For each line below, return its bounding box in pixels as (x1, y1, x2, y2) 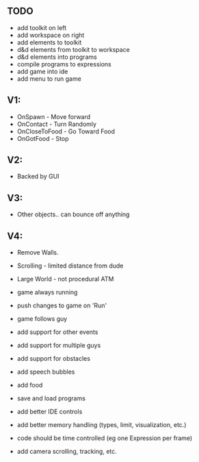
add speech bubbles (16, 368, 75, 376)
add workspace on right (16, 31, 85, 39)
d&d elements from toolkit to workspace (16, 45, 130, 53)
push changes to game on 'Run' (16, 301, 107, 310)
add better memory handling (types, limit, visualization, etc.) (16, 421, 187, 429)
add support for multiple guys (16, 342, 101, 350)
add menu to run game (16, 75, 82, 83)
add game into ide (16, 67, 68, 75)
